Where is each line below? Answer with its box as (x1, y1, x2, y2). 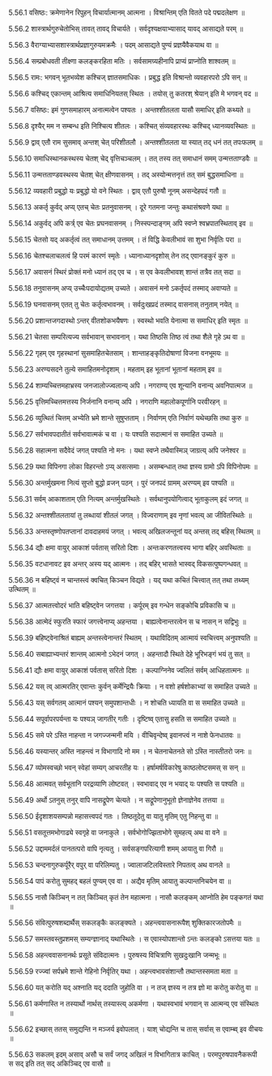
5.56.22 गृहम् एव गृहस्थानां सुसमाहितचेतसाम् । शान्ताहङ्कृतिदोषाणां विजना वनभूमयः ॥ (8, 349, 228, 358)
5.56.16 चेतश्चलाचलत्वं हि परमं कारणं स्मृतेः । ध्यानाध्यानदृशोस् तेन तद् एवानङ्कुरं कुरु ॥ (8, 251, 235, 260)
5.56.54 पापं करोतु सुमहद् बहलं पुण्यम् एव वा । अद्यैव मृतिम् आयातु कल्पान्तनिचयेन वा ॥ (8, 877, 232, 885)
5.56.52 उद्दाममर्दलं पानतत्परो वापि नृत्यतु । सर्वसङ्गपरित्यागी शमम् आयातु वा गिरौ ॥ (8, 844, 223, 853)
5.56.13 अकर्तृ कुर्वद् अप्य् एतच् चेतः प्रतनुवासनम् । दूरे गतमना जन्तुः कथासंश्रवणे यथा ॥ (8, 203, 229, 212)
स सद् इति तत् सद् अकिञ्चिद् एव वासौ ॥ (8, 1059, 111, 1068)
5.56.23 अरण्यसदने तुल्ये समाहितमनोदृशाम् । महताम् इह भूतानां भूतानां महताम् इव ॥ (8, 365, 222, 374)
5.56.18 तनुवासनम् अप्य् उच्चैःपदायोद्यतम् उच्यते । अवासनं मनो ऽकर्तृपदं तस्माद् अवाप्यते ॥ (8, 284, 238, 293)
